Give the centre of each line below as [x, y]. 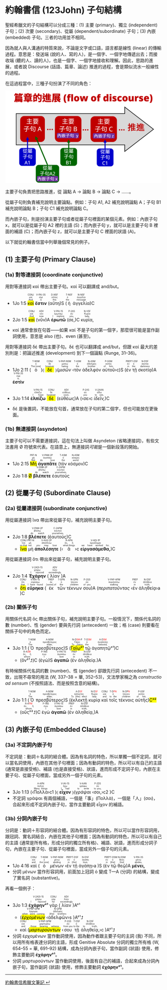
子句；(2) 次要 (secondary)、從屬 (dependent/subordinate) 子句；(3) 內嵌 [81, 31]
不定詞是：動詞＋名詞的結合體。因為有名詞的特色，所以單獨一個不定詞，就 [81, 756]
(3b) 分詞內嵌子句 [26, 818]
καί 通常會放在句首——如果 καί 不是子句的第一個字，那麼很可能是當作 [84, 330]
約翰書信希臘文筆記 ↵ [28, 983]
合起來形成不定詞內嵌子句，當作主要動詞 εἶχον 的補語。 [69, 804]
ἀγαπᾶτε [47, 464]
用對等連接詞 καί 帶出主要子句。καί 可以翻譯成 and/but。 [63, 286]
